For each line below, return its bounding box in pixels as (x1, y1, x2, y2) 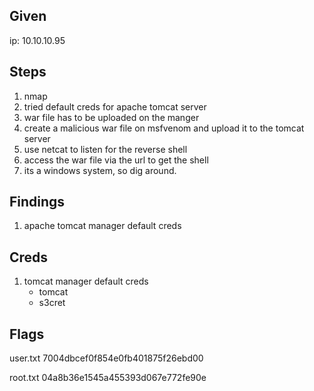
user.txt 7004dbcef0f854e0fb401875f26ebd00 (9, 352, 204, 364)
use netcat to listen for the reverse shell (23, 143, 188, 155)
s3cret (38, 297, 66, 309)
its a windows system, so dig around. (23, 164, 177, 176)
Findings (9, 194, 66, 211)
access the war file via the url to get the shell (23, 154, 209, 166)
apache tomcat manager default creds (23, 220, 182, 232)
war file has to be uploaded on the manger (23, 111, 200, 123)
